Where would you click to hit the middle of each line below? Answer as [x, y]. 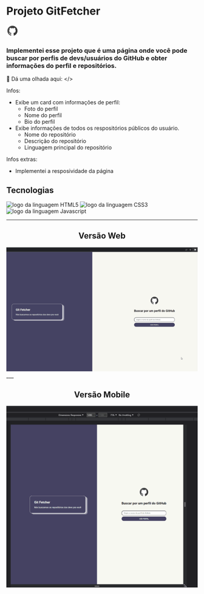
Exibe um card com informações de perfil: [67, 103]
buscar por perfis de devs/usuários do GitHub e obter [87, 58]
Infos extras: [22, 160]
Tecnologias [30, 190]
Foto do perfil [41, 109]
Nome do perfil [43, 115]
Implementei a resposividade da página [64, 171]
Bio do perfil [39, 122]
